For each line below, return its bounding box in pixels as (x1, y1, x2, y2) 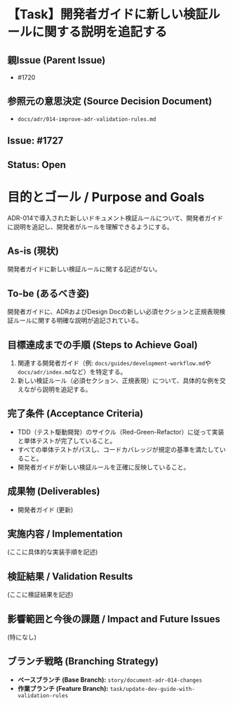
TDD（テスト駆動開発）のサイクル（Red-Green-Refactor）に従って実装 (17, 427, 225, 436)
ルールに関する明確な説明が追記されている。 (13, 316, 142, 325)
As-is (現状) (7, 245, 60, 257)
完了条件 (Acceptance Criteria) (7, 408, 144, 420)
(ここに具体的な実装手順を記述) (7, 548, 98, 556)
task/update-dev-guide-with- (109, 685, 195, 692)
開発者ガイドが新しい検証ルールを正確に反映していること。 (17, 463, 190, 471)
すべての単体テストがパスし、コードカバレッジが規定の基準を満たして (17, 445, 220, 453)
